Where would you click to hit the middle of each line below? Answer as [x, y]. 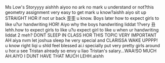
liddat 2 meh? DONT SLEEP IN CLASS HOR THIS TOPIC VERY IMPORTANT [81, 35]
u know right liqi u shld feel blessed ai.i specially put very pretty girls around [83, 46]
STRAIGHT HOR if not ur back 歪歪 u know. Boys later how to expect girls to [82, 18]
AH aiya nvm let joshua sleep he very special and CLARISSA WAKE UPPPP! [82, 40]
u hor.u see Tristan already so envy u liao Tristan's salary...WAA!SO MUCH [81, 51]
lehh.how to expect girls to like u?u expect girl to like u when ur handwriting [82, 30]
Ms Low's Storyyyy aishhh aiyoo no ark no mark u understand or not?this [80, 7]
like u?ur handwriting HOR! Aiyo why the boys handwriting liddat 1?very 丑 [80, 24]
